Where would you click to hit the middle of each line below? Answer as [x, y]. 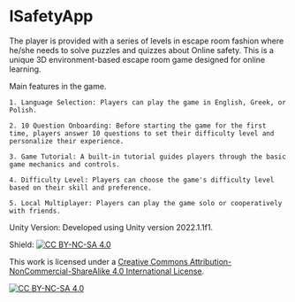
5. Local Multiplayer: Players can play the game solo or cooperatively [146, 203]
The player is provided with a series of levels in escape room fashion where [147, 41]
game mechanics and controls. [65, 164]
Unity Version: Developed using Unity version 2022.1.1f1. [111, 227]
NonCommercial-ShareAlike [60, 271]
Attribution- [211, 261]
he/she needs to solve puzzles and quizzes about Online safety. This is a [141, 50]
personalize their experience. [67, 141]
